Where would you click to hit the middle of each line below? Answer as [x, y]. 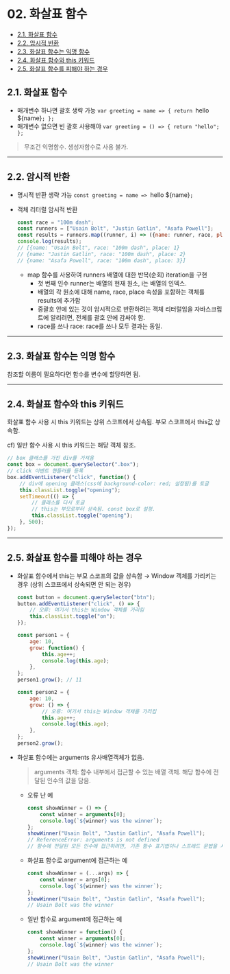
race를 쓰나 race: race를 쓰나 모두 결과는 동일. [100, 326]
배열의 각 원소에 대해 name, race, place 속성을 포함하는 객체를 [121, 292]
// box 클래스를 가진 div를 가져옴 [51, 458]
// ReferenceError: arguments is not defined [93, 840]
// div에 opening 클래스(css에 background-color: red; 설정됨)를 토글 [114, 484]
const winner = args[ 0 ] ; [75, 879]
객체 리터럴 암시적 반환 [47, 209]
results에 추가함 [59, 300]
